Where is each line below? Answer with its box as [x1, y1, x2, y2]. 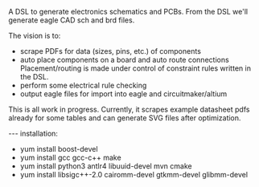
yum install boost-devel [19, 144, 98, 153]
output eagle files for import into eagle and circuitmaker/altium [19, 89, 228, 99]
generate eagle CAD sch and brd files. [8, 15, 135, 25]
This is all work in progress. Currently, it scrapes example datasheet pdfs [8, 104, 250, 114]
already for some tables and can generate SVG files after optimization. [8, 113, 241, 123]
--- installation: [8, 128, 59, 138]
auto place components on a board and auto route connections [19, 55, 229, 64]
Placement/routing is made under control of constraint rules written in [19, 63, 252, 73]
